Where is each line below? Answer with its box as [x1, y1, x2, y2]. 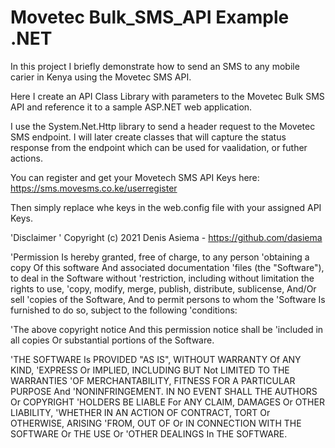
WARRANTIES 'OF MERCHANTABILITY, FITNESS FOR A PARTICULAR [10, 374, 296, 386]
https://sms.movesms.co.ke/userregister [10, 182, 178, 194]
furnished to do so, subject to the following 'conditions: [10, 304, 238, 316]
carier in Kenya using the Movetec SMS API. [10, 71, 192, 83]
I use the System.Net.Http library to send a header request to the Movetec [10, 120, 316, 132]
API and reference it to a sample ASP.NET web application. [10, 101, 253, 113]
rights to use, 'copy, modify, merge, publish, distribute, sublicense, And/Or [10, 282, 317, 295]
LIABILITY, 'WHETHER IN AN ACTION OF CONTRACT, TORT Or [10, 406, 271, 418]
